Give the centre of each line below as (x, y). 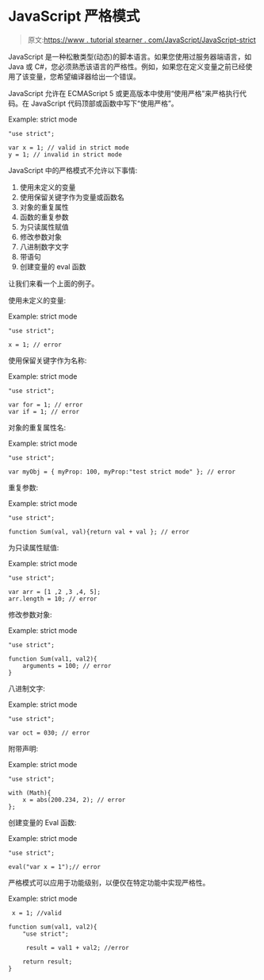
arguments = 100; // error (67, 666)
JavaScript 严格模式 (74, 16)
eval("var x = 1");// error (55, 866)
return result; (48, 962)
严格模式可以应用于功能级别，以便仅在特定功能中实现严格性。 (109, 882)
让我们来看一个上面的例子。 (54, 284)
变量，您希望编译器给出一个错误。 (84, 76)
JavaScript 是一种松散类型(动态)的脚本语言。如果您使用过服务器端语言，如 (130, 56)
